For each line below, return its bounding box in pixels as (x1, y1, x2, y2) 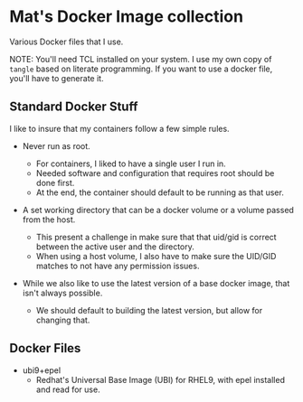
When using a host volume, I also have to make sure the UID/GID (35, 250, 277, 261)
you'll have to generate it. (9, 72, 104, 83)
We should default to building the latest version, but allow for (35, 304, 263, 315)
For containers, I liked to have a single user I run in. (35, 158, 226, 169)
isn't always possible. (22, 287, 103, 298)
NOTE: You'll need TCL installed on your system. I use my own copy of (9, 53, 272, 64)
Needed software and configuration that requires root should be (35, 167, 275, 178)
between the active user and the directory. (35, 241, 194, 252)
